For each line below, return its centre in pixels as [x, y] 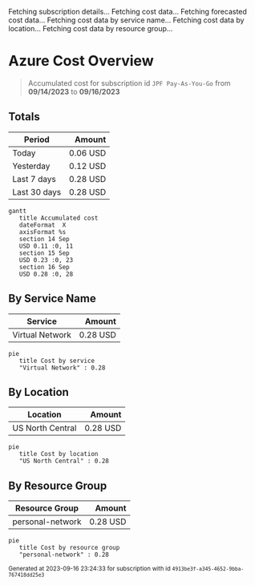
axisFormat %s [42, 232]
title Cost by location [59, 454]
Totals [24, 117]
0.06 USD [88, 153]
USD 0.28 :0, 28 [46, 274]
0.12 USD [88, 166]
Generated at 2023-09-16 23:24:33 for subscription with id [89, 569]
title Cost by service [57, 361]
